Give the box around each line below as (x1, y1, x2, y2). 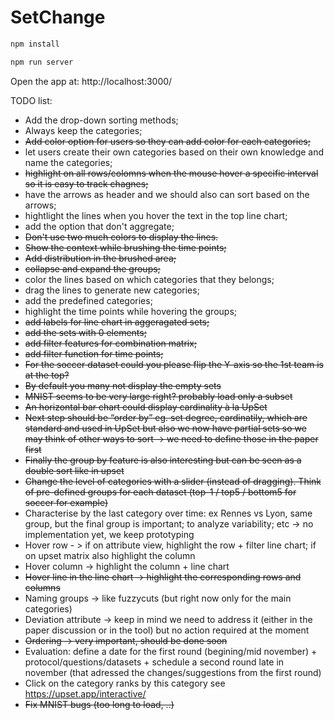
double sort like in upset (24, 464, 125, 476)
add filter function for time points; (24, 347, 164, 360)
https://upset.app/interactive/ (24, 687, 147, 700)
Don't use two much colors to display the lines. (24, 231, 219, 243)
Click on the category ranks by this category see (24, 677, 226, 689)
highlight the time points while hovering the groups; (24, 305, 237, 317)
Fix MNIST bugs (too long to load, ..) (24, 698, 175, 710)
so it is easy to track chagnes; (24, 177, 149, 190)
